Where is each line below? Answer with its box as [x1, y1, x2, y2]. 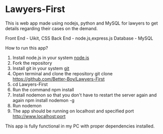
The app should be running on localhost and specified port [12, 108, 134, 114]
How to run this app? [5, 45, 49, 51]
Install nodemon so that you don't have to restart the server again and [12, 92, 157, 98]
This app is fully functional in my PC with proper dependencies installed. [5, 123, 155, 129]
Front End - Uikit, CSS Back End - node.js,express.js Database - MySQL [5, 35, 153, 41]
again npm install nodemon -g [12, 97, 75, 103]
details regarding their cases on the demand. [5, 25, 98, 31]
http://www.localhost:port [12, 113, 66, 119]
